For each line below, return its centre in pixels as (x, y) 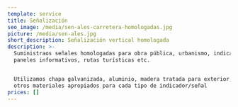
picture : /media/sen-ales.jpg (52, 34)
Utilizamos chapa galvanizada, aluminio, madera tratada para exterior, (123, 79)
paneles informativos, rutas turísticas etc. (82, 60)
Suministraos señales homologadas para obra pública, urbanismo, (112, 54)
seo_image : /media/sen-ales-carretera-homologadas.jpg (90, 27)
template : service (34, 14)
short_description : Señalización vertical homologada (89, 40)
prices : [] (23, 92)
